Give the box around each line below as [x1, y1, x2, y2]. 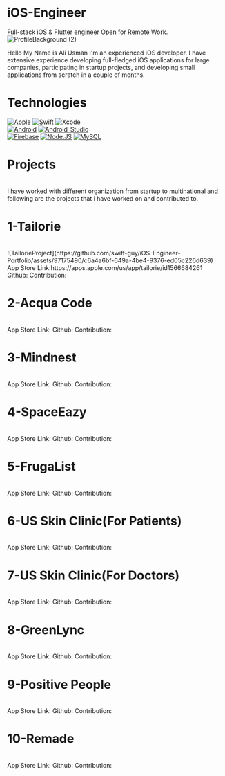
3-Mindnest [7, 350, 77, 365]
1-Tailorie [7, 219, 61, 234]
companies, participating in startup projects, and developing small [7, 63, 195, 71]
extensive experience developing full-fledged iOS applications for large [7, 55, 210, 64]
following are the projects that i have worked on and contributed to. [7, 194, 199, 202]
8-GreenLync [7, 622, 85, 638]
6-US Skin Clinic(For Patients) [7, 513, 182, 529]
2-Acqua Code [7, 295, 92, 311]
